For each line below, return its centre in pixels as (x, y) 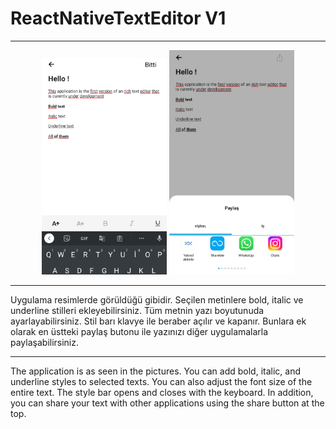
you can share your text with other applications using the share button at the (167, 403)
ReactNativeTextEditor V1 (118, 18)
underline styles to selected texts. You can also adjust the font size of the (161, 382)
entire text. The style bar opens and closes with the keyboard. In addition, (162, 393)
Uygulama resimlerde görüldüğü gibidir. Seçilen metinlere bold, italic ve (157, 300)
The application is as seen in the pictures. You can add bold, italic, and (155, 371)
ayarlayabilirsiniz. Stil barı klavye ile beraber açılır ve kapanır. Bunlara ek (158, 321)
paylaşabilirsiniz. (45, 343)
